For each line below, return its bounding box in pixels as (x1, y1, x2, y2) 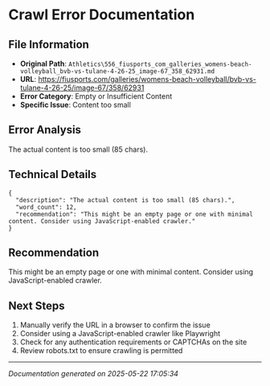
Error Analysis (8, 123, 82, 137)
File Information (8, 38, 90, 51)
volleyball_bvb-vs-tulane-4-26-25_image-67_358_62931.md (19, 67, 215, 75)
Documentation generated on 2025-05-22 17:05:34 (8, 369, 179, 379)
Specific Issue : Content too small (19, 100, 131, 109)
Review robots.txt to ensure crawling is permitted (19, 346, 183, 356)
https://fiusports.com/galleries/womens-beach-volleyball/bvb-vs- (38, 75, 257, 83)
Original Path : (19, 59, 67, 68)
